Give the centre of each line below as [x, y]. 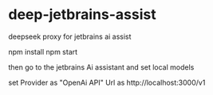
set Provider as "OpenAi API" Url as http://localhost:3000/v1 [107, 82]
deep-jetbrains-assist [83, 15]
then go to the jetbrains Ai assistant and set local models [101, 67]
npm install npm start [43, 51]
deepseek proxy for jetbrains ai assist [70, 36]
